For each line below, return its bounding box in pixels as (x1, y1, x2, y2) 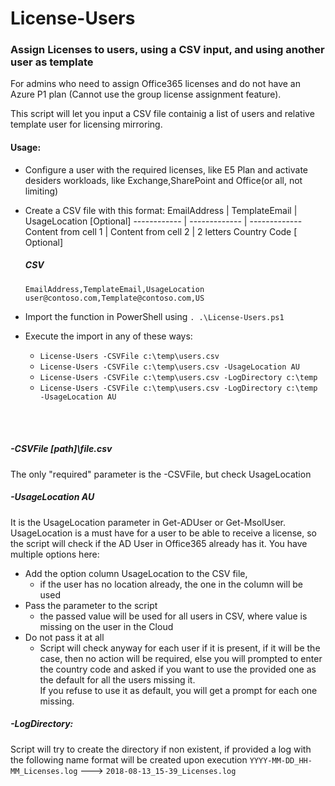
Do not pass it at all (24, 631, 105, 643)
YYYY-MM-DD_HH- (249, 755, 313, 766)
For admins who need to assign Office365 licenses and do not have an (10, 78, 302, 90)
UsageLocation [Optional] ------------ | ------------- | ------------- (24, 215, 303, 227)
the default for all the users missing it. (39, 673, 196, 686)
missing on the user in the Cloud (39, 620, 174, 632)
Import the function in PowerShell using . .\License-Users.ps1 (24, 310, 285, 322)
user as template (10, 55, 94, 69)
